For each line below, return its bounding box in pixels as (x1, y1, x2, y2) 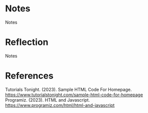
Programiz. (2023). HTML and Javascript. (5, 97, 90, 103)
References (5, 70, 53, 81)
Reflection (5, 37, 49, 48)
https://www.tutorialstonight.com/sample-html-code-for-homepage (5, 92, 144, 98)
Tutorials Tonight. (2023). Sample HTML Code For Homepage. (5, 86, 132, 92)
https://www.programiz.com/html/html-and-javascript (5, 102, 115, 108)
